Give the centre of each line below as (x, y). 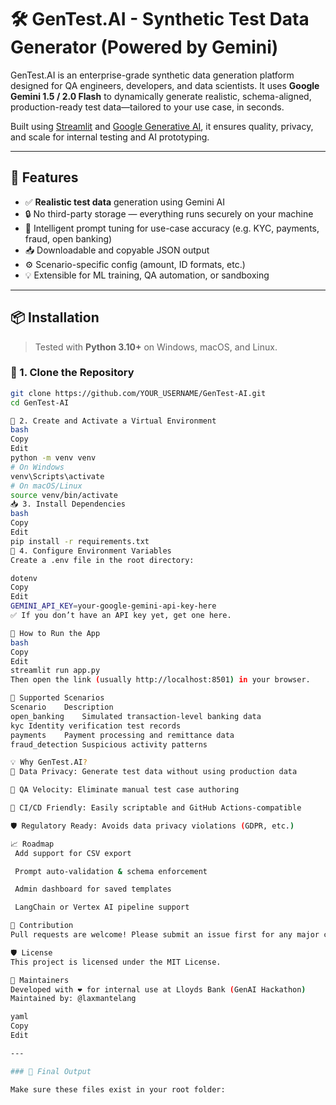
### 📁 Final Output (51, 1071)
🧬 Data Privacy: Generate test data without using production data (154, 772)
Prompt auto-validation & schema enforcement (111, 871)
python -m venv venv (53, 458)
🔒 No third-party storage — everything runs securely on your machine (169, 213)
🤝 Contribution (42, 926)
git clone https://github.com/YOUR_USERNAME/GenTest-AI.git (138, 393)
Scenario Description (62, 707)
